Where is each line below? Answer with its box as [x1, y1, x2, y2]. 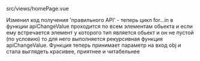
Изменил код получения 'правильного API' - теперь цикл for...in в [6, 17, 174, 23]
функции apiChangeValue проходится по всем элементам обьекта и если [6, 23, 193, 30]
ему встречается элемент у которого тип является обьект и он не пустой [6, 29, 194, 36]
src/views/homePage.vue [6, 5, 69, 12]
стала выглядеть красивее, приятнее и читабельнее [6, 48, 140, 55]
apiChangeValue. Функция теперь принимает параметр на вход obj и [6, 41, 181, 49]
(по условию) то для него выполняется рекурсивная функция [6, 36, 163, 42]
